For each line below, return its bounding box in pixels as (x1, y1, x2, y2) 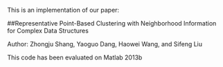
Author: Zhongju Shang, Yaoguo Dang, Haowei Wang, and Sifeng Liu (7, 40, 203, 48)
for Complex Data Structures (7, 27, 89, 35)
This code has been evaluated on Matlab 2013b (7, 53, 143, 61)
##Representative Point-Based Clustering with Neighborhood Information (7, 19, 217, 27)
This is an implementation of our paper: (7, 6, 120, 14)
